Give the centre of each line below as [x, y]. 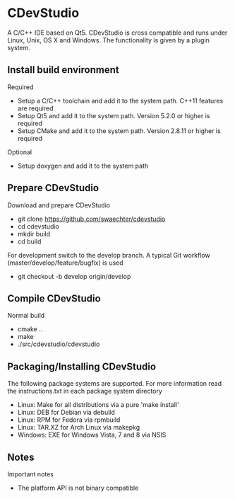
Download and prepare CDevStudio [59, 205]
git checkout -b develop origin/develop [74, 276]
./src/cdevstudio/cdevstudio [59, 344]
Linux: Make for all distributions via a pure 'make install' [98, 405]
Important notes [31, 474]
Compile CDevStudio [54, 298]
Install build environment [63, 70]
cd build [29, 241]
